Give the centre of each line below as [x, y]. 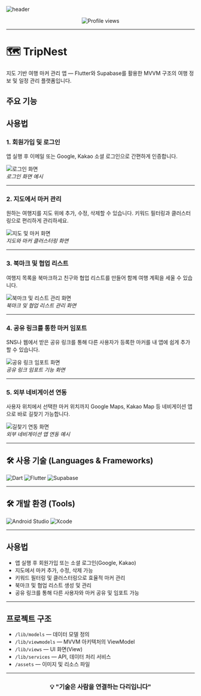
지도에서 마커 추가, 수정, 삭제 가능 [54, 570]
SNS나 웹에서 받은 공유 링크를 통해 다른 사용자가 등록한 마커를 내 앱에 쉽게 [93, 342]
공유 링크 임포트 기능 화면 [36, 370]
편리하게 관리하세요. [45, 221]
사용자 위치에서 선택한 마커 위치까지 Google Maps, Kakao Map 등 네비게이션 [96, 406]
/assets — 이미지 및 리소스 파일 [52, 664]
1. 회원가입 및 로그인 [33, 142]
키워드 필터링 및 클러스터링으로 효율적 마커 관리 [70, 578]
